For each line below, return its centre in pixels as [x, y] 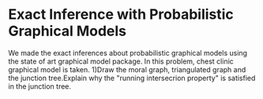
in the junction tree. [40, 86]
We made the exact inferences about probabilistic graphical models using [128, 53]
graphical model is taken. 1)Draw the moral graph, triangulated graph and [127, 69]
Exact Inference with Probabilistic [121, 15]
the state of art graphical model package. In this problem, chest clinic [121, 61]
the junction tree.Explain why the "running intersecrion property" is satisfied [132, 78]
